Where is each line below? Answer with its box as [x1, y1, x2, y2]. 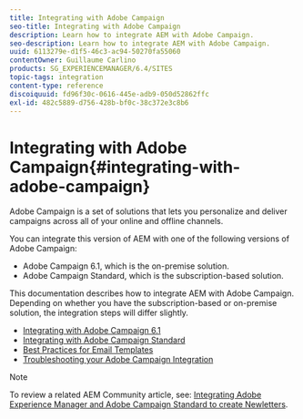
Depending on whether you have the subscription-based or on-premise [9, 298, 278, 309]
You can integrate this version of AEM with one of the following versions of [9, 233, 289, 244]
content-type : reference [9, 81, 104, 90]
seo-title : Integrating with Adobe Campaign [9, 22, 181, 31]
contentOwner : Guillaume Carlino [9, 56, 136, 65]
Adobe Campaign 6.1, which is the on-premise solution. [22, 261, 230, 271]
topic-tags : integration [9, 73, 104, 82]
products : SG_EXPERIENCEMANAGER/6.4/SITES [9, 65, 173, 74]
